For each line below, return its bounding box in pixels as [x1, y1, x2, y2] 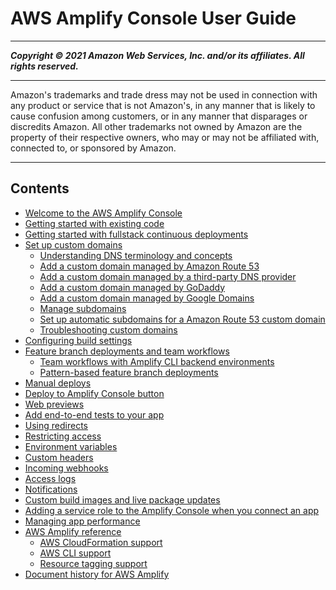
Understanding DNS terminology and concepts [39, 249, 233, 261]
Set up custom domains [24, 238, 123, 251]
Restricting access [24, 430, 102, 442]
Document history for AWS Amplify [24, 568, 170, 580]
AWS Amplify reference [24, 525, 122, 537]
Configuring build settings [24, 334, 133, 346]
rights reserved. [10, 60, 79, 72]
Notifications [24, 483, 78, 495]
